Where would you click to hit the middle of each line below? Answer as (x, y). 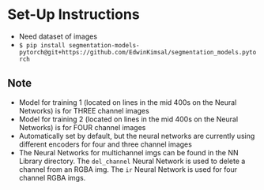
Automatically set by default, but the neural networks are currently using (137, 136)
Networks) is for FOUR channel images (82, 127)
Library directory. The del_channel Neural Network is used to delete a (132, 161)
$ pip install (42, 45)
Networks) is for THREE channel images (84, 110)
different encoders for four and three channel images (106, 144)
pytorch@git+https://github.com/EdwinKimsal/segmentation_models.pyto (138, 52)
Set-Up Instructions (74, 15)
